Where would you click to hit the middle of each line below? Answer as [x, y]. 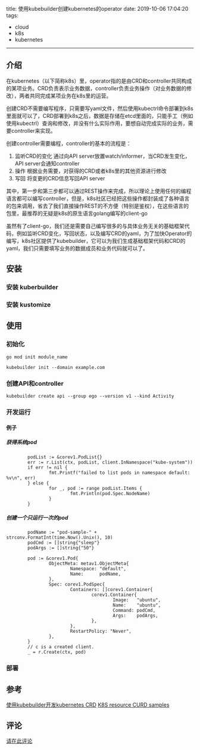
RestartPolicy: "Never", [101, 632]
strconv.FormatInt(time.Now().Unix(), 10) [60, 537]
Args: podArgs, [136, 616]
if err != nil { [48, 467]
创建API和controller [35, 383]
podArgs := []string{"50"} [61, 548]
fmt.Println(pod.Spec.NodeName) [110, 493]
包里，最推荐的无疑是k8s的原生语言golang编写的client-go [77, 213]
